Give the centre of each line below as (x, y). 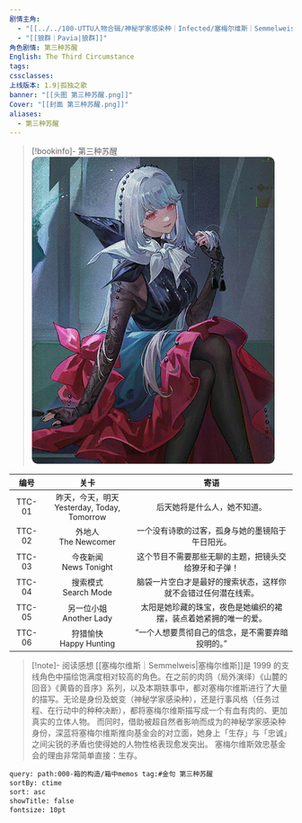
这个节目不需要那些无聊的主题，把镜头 (207, 556)
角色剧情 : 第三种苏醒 (44, 48)
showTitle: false (42, 801)
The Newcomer (88, 541)
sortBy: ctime (36, 783)
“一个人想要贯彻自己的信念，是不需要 (203, 632)
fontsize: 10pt (38, 810)
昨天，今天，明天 (87, 497)
